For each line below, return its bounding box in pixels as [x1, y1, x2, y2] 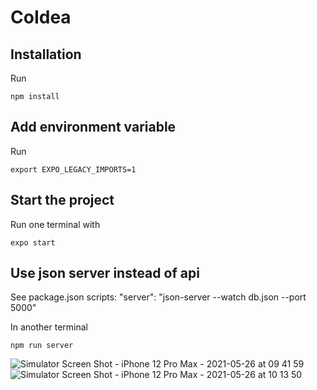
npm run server [10, 341, 74, 351]
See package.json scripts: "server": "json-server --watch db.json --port [10, 291, 307, 303]
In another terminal [10, 321, 88, 333]
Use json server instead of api [10, 265, 200, 282]
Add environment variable [10, 119, 177, 136]
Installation [10, 46, 82, 63]
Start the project [10, 192, 115, 209]
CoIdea [10, 6, 72, 29]
